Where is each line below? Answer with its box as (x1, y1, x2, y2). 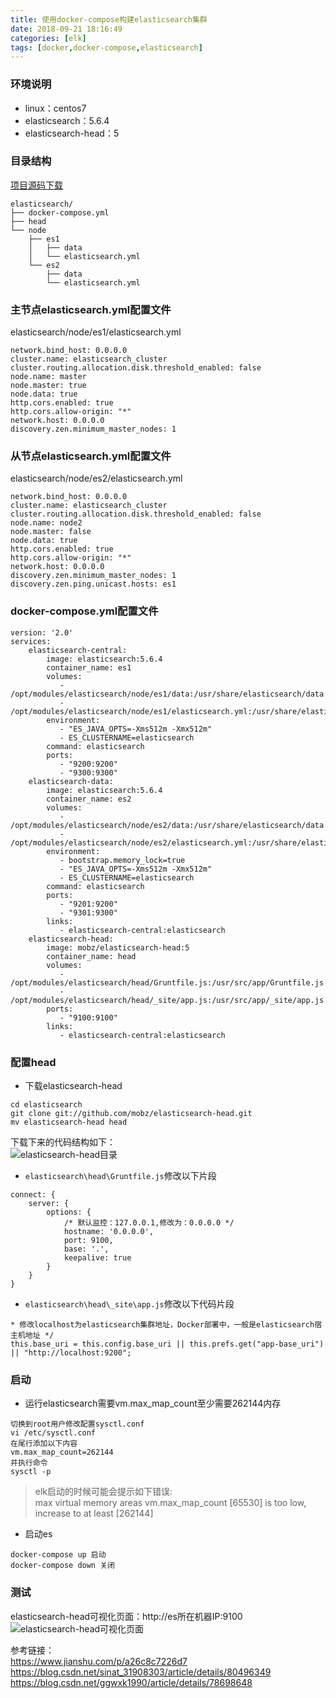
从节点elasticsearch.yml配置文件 (10, 449, 172, 463)
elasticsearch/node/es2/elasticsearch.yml (10, 472, 183, 485)
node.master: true (10, 381, 87, 391)
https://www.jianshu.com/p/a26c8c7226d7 (10, 1655, 188, 1667)
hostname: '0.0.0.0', (63, 1227, 155, 1237)
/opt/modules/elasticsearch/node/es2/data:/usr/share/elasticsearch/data (10, 820, 325, 830)
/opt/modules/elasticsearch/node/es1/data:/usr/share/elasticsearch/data (10, 689, 325, 699)
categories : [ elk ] (10, 33, 87, 43)
